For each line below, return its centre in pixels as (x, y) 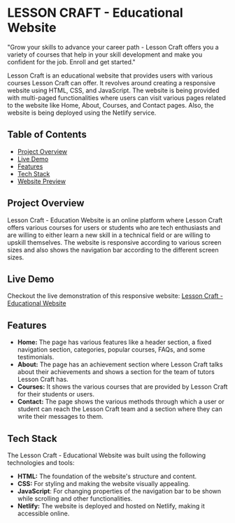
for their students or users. (56, 394)
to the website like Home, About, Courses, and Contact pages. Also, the (111, 105)
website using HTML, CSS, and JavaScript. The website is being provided (113, 90)
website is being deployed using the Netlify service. (82, 113)
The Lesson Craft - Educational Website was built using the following (107, 455)
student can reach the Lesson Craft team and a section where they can (120, 409)
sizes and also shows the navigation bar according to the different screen (113, 250)
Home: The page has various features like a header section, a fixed (114, 342)
